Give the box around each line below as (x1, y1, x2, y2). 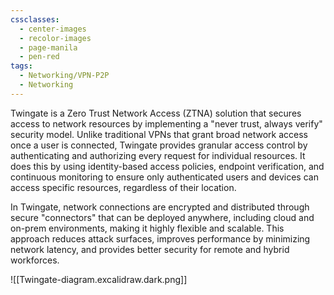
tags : (10, 61, 33, 71)
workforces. (10, 254, 60, 266)
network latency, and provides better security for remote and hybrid (10, 243, 290, 255)
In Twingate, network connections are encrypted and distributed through (10, 201, 310, 213)
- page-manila (19, 42, 78, 53)
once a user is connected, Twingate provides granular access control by (10, 139, 308, 151)
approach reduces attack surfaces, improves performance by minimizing (10, 232, 311, 245)
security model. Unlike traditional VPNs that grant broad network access (10, 128, 308, 140)
